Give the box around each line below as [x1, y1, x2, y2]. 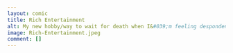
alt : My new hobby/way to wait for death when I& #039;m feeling [7, 23, 197, 30]
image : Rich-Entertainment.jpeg [7, 29, 101, 36]
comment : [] [7, 36, 42, 43]
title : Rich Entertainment [7, 17, 85, 23]
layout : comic [7, 10, 49, 17]
